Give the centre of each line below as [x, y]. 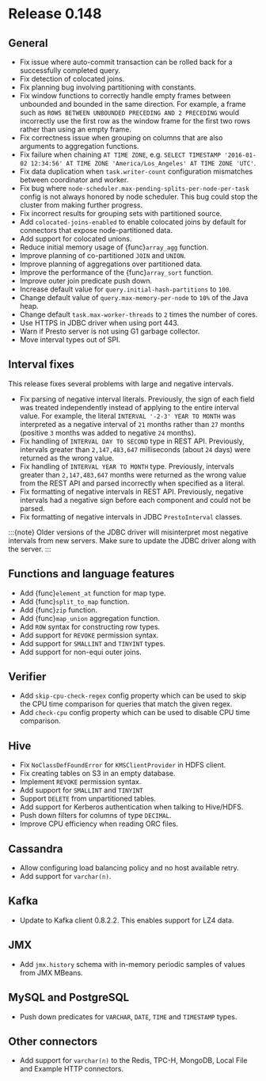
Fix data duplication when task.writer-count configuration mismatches [136, 171]
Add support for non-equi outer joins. [81, 652]
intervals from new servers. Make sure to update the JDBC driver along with [132, 540]
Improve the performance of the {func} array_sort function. [116, 272]
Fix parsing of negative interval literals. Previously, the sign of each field [137, 399]
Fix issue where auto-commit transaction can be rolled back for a [126, 62]
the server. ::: [30, 549]
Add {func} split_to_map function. [74, 601]
